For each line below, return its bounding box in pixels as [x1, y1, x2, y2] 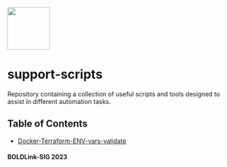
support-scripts [7, 67, 103, 83]
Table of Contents [7, 117, 88, 130]
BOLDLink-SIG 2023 [7, 153, 68, 161]
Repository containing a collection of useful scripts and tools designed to [7, 89, 221, 98]
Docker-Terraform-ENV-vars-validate [17, 137, 127, 145]
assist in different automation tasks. [7, 97, 111, 105]
